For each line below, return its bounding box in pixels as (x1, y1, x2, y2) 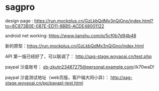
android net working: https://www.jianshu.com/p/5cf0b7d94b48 (5, 33, 137, 39)
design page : (5, 18, 33, 24)
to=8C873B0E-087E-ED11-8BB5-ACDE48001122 (5, 23, 104, 29)
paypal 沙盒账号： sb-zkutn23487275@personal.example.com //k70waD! (5, 64, 155, 70)
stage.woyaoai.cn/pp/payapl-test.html (5, 80, 83, 86)
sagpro (5, 1, 35, 13)
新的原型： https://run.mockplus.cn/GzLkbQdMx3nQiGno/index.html (5, 43, 144, 48)
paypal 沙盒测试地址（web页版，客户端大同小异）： (5, 74, 110, 80)
